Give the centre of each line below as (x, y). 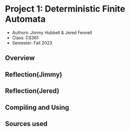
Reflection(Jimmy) (34, 74)
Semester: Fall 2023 (32, 43)
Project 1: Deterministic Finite (65, 9)
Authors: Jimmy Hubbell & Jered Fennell (52, 32)
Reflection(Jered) (32, 91)
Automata (25, 19)
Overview (20, 58)
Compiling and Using (37, 107)
